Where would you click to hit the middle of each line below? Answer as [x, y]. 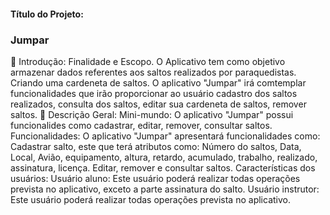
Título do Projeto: [47, 14]
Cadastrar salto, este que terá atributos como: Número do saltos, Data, [156, 146]
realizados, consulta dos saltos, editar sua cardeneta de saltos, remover [158, 104]
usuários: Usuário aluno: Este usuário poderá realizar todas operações [155, 178]
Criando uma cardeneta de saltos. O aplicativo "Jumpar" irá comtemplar [158, 82]
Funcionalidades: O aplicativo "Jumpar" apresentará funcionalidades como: [165, 136]
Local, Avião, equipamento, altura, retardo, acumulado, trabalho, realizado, [164, 157]
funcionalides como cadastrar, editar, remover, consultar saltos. [141, 125]
